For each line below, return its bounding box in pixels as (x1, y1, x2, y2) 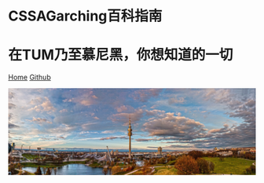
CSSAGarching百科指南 (8, 7, 163, 25)
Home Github (8, 72, 51, 82)
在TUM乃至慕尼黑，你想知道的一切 (8, 46, 233, 64)
